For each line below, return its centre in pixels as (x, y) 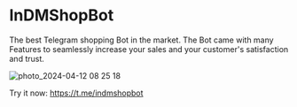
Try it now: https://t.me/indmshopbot (76, 93)
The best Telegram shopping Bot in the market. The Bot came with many (141, 40)
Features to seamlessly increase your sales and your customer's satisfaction (149, 49)
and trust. (27, 58)
